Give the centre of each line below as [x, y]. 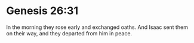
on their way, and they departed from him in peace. [69, 33]
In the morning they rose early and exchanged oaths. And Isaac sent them [97, 27]
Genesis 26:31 [42, 11]
